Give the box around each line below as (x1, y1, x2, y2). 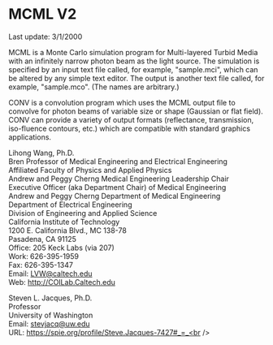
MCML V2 (8, 5, 77, 24)
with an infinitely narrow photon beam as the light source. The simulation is (8, 56, 260, 66)
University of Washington (8, 310, 93, 320)
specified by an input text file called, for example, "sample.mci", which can (8, 64, 258, 74)
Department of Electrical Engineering (8, 200, 132, 209)
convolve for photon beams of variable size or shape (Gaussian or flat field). (8, 106, 264, 116)
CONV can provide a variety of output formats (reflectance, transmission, (8, 114, 254, 124)
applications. (8, 132, 51, 142)
